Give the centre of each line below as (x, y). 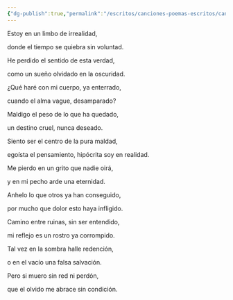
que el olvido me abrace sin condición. (62, 289)
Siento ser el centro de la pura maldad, (62, 141)
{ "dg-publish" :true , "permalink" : (55, 14)
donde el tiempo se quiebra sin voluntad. (66, 47)
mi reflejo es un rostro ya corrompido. (61, 235)
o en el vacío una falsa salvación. (54, 262)
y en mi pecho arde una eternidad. (56, 181)
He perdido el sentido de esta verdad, (61, 60)
